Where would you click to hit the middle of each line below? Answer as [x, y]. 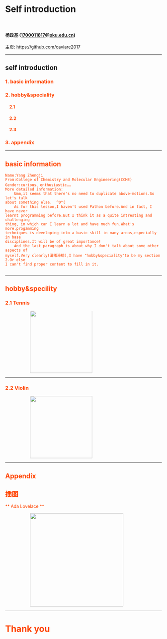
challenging [17, 220]
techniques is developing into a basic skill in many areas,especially [81, 233]
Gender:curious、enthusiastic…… [38, 185]
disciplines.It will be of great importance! [53, 242]
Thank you [28, 629]
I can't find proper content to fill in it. [52, 265]
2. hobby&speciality [30, 95]
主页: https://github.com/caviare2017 [43, 47]
